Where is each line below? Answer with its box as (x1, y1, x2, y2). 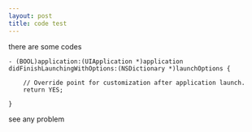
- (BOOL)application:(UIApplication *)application (8, 57, 184, 66)
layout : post (8, 11, 53, 20)
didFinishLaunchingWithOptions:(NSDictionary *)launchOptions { (8, 64, 231, 73)
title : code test (8, 19, 67, 28)
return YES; (23, 86, 63, 94)
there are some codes (8, 41, 82, 51)
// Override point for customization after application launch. (23, 79, 245, 87)
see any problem (8, 114, 65, 124)
